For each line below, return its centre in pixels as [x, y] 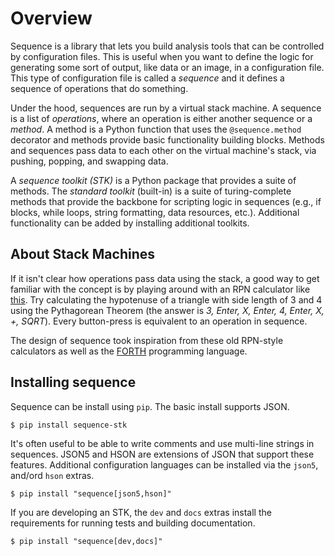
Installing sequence [73, 382]
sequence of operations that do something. [99, 88]
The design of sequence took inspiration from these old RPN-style [147, 340]
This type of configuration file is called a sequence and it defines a [147, 78]
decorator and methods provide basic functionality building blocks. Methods [167, 139]
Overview [51, 18]
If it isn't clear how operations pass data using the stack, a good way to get [165, 278]
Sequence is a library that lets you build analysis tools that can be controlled [167, 46]
